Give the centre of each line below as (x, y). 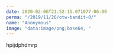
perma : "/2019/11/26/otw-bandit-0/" (51, 17)
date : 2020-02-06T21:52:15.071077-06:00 (57, 12)
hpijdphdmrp (22, 45)
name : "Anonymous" (29, 23)
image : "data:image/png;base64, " (49, 28)
